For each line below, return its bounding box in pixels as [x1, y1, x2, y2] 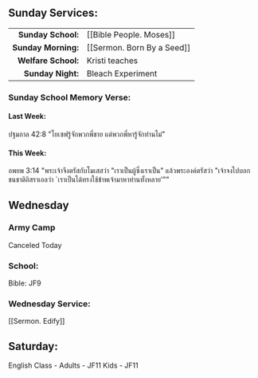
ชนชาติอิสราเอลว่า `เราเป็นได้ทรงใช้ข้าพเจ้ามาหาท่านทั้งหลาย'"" [8, 175, 170, 184]
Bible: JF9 [8, 278, 41, 288]
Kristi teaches [86, 55, 139, 66]
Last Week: [8, 112, 46, 121]
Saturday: [8, 339, 58, 353]
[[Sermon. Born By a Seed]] [86, 41, 191, 53]
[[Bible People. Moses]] [86, 29, 176, 40]
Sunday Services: [8, 6, 98, 20]
